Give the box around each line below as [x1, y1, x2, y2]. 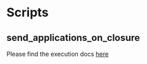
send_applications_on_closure [6, 32, 141, 44]
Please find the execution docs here [6, 50, 109, 58]
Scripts [6, 5, 49, 20]
